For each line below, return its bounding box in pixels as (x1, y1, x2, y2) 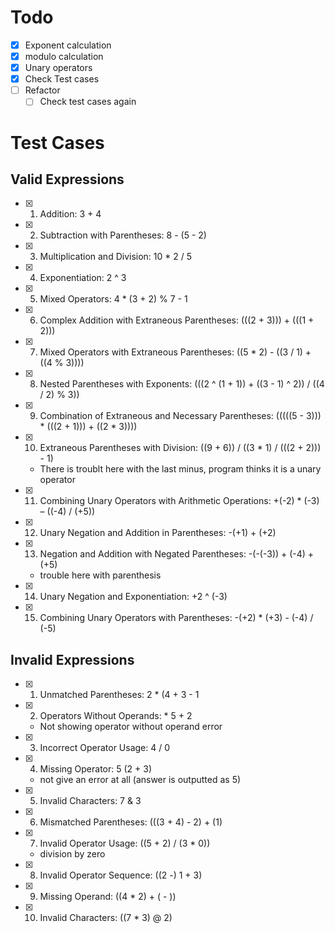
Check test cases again (39, 96, 137, 108)
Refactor (24, 84, 61, 96)
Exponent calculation (24, 39, 112, 51)
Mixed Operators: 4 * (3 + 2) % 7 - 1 (39, 293, 188, 305)
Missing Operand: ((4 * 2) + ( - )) (39, 891, 177, 903)
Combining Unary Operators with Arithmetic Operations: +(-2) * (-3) (39, 495, 320, 507)
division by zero (39, 848, 106, 860)
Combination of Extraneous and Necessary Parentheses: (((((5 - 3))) (39, 410, 322, 422)
